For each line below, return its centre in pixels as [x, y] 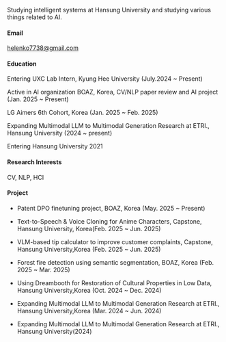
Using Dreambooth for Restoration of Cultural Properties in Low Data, [114, 282]
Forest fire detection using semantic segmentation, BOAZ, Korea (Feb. [115, 262]
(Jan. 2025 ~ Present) [38, 99]
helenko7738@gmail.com [43, 48]
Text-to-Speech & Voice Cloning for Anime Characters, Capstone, [110, 221]
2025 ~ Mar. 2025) [43, 269]
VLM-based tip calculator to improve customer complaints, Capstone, [115, 241]
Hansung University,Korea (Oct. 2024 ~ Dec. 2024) [89, 290]
